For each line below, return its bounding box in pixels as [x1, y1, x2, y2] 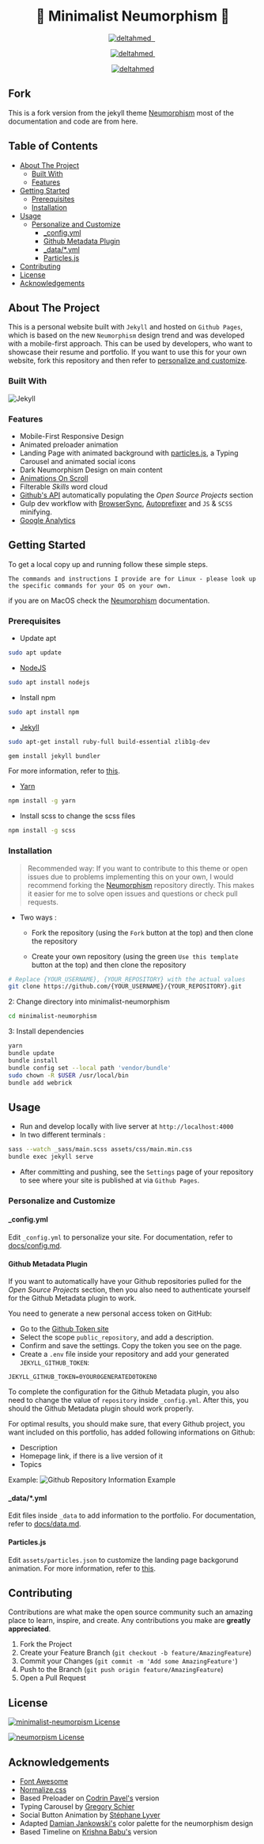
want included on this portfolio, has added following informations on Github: [8, 1427, 255, 1437]
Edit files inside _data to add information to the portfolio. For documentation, [8, 1511, 257, 1520]
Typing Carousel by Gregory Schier [19, 1802, 135, 1812]
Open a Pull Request [19, 1673, 87, 1682]
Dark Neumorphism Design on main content [19, 465, 164, 474]
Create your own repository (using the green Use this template [31, 951, 239, 961]
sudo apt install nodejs [8, 678, 90, 686]
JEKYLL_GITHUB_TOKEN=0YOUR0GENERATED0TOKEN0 [8, 1373, 157, 1381]
